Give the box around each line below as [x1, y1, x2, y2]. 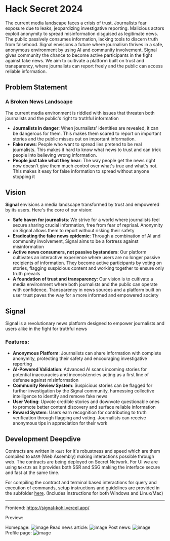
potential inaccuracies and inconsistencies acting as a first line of [12, 371, 149, 378]
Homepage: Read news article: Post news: [5, 524, 132, 530]
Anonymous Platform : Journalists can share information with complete [12, 350, 161, 356]
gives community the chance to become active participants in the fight [5, 52, 153, 58]
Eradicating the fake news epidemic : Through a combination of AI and [12, 233, 161, 239]
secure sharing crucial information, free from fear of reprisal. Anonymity [12, 222, 163, 228]
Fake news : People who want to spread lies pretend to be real [12, 141, 142, 147]
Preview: [5, 515, 24, 521]
